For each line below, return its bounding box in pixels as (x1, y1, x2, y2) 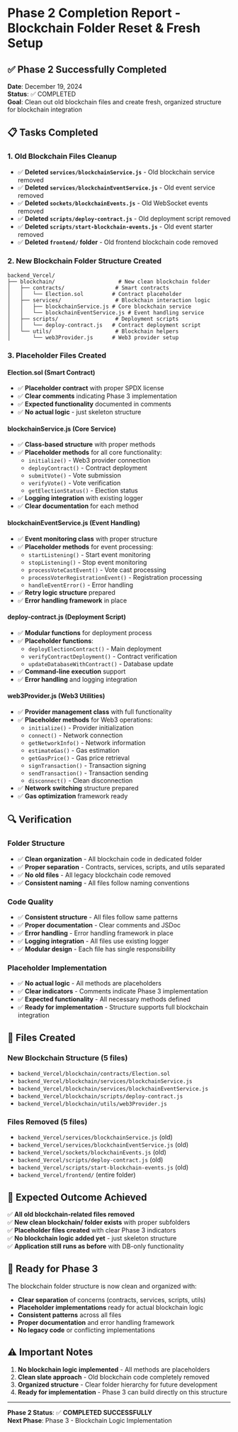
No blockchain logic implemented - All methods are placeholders (17, 1365, 210, 1374)
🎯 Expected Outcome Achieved (7, 1191, 147, 1204)
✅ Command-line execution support (17, 667, 126, 676)
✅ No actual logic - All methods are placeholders (17, 979, 161, 988)
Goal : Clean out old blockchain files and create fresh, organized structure (7, 98, 222, 106)
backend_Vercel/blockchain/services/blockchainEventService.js (17, 1085, 209, 1092)
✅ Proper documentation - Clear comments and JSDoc (17, 920, 181, 929)
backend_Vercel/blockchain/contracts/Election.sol (17, 1070, 171, 1077)
